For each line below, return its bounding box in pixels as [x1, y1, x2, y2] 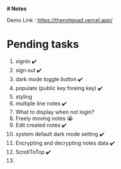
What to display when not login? [15, 108, 95, 115]
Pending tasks [7, 38, 79, 51]
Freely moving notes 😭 [15, 115, 73, 122]
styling [15, 93, 32, 100]
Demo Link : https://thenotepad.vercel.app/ [7, 17, 113, 23]
